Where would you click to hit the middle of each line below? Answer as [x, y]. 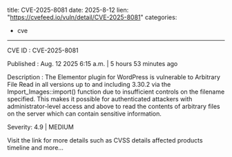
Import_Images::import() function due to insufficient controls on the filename [116, 92]
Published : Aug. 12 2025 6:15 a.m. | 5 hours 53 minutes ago [93, 64]
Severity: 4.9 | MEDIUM [40, 127]
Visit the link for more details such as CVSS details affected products [105, 140]
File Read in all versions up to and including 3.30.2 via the [89, 84]
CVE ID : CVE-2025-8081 [43, 50]
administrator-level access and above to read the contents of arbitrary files [114, 106]
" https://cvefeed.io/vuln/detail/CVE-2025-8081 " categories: [92, 17]
